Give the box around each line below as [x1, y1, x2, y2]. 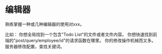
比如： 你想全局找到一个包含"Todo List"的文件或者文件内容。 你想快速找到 [5, 31, 153, 37]
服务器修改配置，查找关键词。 [5, 43, 65, 49]
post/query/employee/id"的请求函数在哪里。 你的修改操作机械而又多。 [15, 37, 156, 43]
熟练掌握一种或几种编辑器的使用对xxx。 [5, 21, 84, 27]
